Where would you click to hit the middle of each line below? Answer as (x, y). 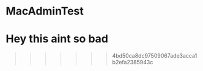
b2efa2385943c (133, 63)
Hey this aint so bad (57, 39)
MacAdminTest (45, 11)
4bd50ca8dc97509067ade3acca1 (155, 56)
